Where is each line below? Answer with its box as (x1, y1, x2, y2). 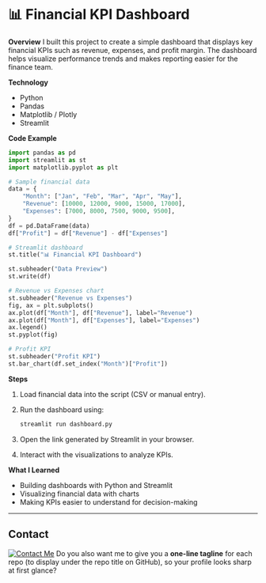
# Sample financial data (8, 178, 90, 186)
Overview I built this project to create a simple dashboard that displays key (8, 36, 253, 47)
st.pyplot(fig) (8, 331, 59, 339)
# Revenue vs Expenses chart (8, 287, 104, 295)
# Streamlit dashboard (8, 244, 83, 252)
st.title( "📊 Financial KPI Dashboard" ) (8, 251, 142, 259)
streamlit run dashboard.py (19, 420, 112, 428)
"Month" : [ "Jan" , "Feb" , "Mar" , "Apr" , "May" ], (22, 192, 182, 201)
